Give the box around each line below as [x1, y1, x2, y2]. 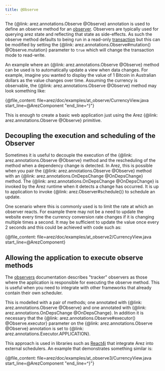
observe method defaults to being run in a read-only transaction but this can [5, 36, 161, 42]
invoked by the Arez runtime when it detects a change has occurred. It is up [5, 184, 159, 189]
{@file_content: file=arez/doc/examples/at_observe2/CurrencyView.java [5, 234, 152, 240]
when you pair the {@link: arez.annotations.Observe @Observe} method [5, 168, 152, 174]
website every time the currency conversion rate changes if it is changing [5, 214, 154, 220]
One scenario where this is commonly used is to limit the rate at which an [5, 204, 154, 210]
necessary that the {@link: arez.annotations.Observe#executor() [5, 315, 136, 321]
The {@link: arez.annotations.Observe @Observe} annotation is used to [5, 21, 150, 27]
